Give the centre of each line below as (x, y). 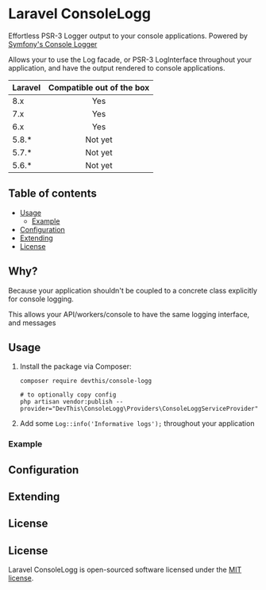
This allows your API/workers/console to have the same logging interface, (129, 314)
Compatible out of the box (99, 87)
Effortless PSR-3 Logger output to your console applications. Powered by (128, 36)
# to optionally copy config (68, 395)
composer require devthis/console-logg (86, 381)
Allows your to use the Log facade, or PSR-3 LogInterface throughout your (130, 59)
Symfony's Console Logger (53, 44)
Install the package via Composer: (75, 366)
